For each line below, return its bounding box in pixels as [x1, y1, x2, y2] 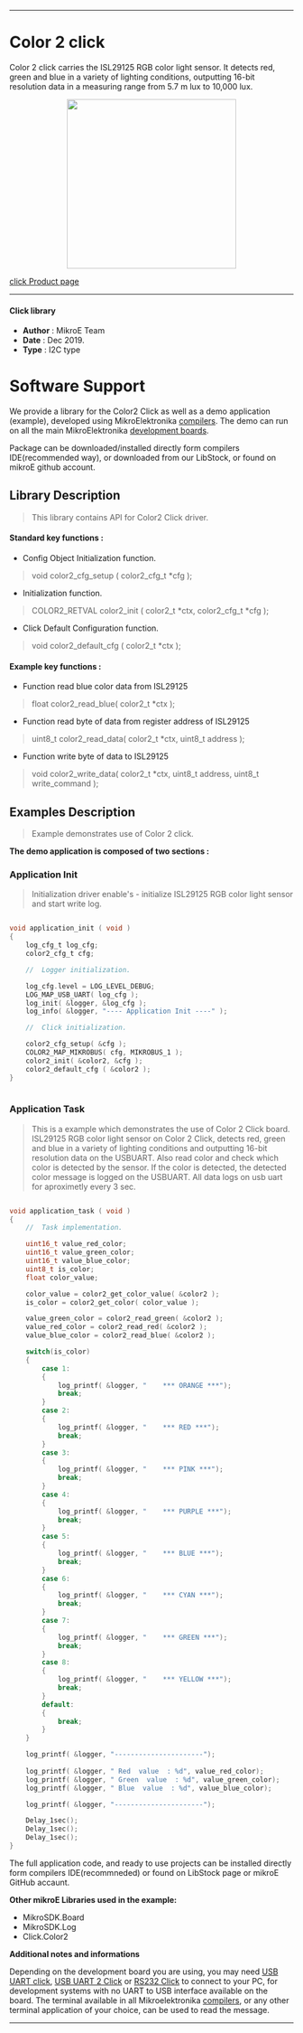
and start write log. [31, 898, 102, 909]
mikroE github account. [9, 462, 96, 473]
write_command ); [31, 778, 99, 789]
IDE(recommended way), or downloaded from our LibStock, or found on [9, 453, 277, 464]
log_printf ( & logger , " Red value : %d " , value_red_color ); [25, 1766, 264, 1775]
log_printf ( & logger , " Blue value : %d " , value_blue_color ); [25, 1784, 272, 1793]
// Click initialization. [25, 1023, 127, 1033]
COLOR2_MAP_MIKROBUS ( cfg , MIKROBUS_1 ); [25, 1048, 183, 1057]
